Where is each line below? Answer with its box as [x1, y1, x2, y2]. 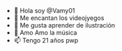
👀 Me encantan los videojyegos [13, 14, 105, 22]
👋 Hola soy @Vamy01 [13, 7, 75, 14]
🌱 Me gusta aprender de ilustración [13, 21, 116, 29]
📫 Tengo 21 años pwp [13, 37, 79, 44]
